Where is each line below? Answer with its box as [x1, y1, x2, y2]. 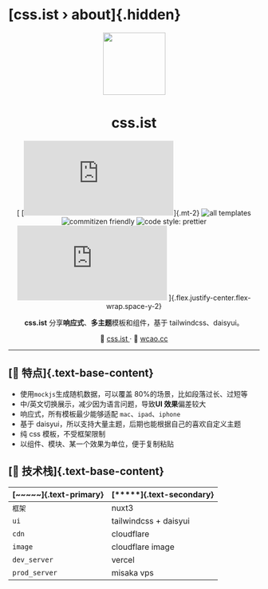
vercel [111, 554, 136, 565]
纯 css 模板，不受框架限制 [19, 429, 106, 438]
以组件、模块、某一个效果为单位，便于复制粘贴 [19, 439, 174, 449]
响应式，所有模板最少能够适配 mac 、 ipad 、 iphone [19, 409, 181, 418]
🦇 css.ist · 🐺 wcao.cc [100, 334, 168, 343]
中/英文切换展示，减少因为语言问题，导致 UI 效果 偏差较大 [19, 399, 207, 409]
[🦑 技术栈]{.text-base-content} [8, 464, 165, 478]
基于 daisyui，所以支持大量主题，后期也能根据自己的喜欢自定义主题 [19, 419, 242, 429]
